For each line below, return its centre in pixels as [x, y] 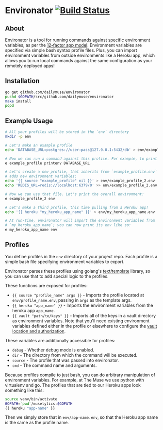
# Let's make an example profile [39, 145]
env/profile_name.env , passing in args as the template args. [72, 300]
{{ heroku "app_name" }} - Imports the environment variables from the [82, 305]
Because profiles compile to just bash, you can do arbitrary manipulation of [80, 375]
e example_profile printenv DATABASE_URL [48, 163]
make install [18, 101]
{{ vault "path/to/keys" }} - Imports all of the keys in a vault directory [84, 315]
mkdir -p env [18, 136]
